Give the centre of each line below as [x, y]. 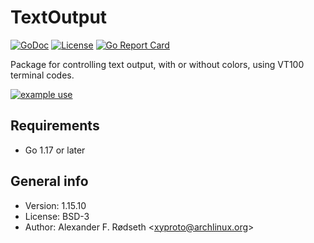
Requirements [55, 126]
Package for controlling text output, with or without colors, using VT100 [157, 64]
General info [49, 181]
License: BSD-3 [57, 216]
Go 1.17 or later [55, 150]
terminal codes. [42, 75]
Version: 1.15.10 [55, 205]
